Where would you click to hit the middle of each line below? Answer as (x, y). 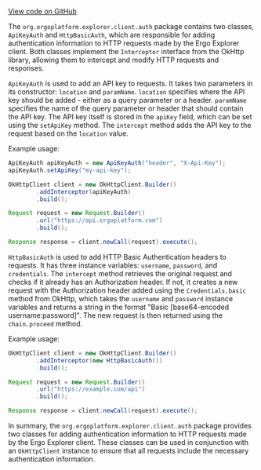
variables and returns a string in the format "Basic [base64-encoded (119, 307)
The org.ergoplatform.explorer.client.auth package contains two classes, (131, 26)
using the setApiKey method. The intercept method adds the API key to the (130, 125)
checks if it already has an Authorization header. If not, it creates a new (123, 282)
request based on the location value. (69, 133)
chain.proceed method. (45, 323)
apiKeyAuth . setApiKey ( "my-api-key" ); (70, 170)
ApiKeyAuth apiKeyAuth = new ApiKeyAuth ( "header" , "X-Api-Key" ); (117, 163)
